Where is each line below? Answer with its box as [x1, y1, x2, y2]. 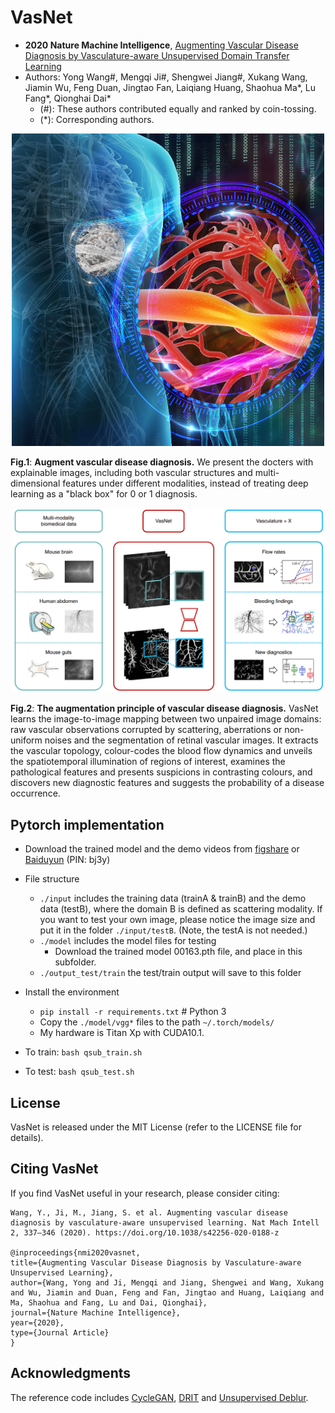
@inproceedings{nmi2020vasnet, [10, 1247, 141, 1258]
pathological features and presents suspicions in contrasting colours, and [10, 766, 313, 778]
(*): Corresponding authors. [39, 113, 155, 125]
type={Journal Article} [10, 1327, 110, 1338]
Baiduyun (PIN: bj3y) [24, 854, 111, 866]
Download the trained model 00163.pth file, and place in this [54, 946, 303, 958]
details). [10, 1131, 44, 1143]
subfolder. [54, 956, 97, 968]
